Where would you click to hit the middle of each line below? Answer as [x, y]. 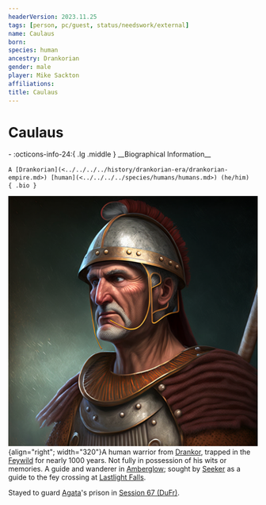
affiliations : [32, 83]
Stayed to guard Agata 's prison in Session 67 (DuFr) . [94, 493]
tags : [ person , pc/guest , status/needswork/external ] [99, 25]
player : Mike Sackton [44, 75]
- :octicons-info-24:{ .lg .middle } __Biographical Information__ [110, 154]
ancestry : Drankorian [44, 59]
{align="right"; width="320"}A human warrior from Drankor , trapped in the [129, 452]
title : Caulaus [33, 92]
